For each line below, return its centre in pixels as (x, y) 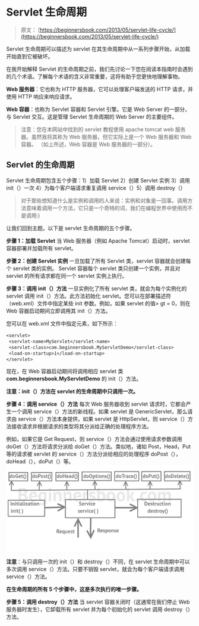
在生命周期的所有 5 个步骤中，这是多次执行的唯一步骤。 (74, 589)
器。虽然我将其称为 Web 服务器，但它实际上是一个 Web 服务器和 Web (106, 137)
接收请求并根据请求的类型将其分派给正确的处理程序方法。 (81, 426)
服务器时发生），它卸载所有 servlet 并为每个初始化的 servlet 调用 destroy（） (99, 609)
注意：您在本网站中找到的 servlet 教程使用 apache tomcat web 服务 (103, 129)
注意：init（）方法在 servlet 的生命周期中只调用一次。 (72, 391)
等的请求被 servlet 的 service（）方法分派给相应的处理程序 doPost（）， (94, 454)
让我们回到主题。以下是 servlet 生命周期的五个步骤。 (71, 228)
